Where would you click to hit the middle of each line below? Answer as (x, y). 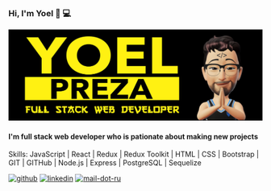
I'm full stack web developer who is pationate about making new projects (133, 136)
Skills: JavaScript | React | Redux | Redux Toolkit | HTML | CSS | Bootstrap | (134, 154)
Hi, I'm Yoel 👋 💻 (40, 13)
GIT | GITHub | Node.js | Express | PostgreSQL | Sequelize (105, 163)
